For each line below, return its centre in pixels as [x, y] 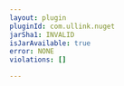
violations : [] [38, 60]
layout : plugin [38, 18]
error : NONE [32, 52]
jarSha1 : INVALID [42, 34]
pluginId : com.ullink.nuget [62, 26]
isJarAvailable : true [50, 43]
